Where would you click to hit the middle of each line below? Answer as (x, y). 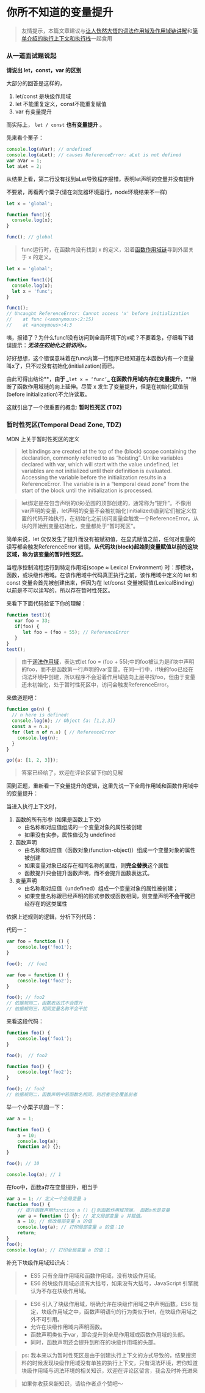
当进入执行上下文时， (33, 807)
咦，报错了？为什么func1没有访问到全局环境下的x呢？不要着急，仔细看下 (97, 337)
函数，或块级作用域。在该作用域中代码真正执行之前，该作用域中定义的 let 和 (102, 575)
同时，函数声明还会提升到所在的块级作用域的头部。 (95, 1342)
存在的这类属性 (49, 904)
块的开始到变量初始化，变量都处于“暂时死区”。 (80, 526)
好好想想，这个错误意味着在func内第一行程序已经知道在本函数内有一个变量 (100, 358)
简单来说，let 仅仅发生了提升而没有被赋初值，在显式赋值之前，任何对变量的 (101, 539)
